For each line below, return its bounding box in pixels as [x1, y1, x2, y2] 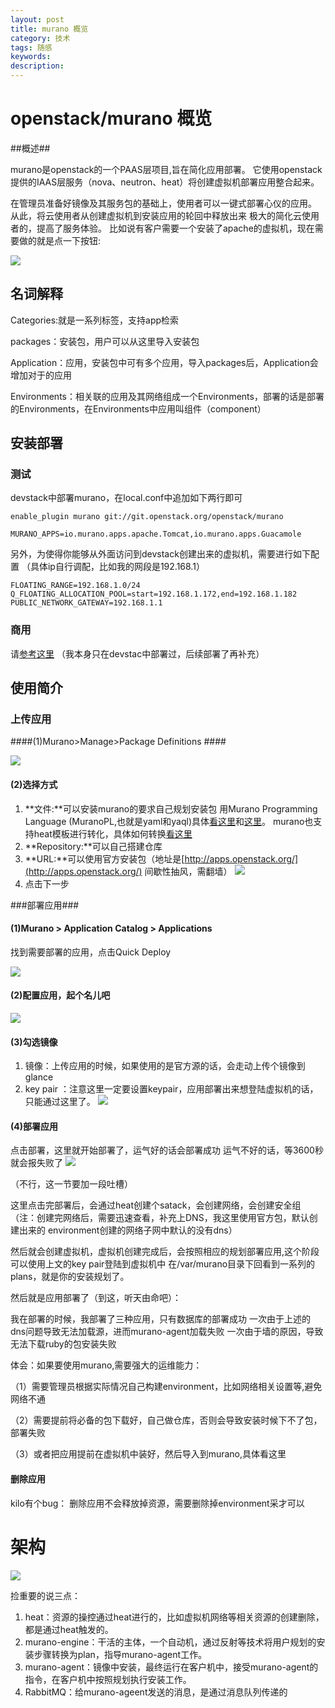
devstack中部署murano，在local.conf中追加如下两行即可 [10, 492, 243, 504]
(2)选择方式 [10, 779, 58, 791]
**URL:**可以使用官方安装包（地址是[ [24, 852, 185, 865]
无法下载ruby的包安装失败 [10, 1338, 117, 1350]
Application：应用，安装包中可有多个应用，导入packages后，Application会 [10, 356, 319, 368]
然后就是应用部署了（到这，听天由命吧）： [10, 1292, 182, 1304]
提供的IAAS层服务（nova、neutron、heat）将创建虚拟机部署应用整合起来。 [10, 176, 320, 188]
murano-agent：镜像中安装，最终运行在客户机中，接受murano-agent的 [24, 1661, 319, 1673]
